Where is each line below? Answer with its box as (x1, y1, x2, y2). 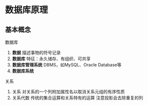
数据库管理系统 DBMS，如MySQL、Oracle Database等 (12, 62, 122, 67)
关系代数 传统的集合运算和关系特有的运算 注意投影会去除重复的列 (12, 95, 143, 101)
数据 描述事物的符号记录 (12, 50, 61, 55)
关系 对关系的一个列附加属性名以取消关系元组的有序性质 (12, 89, 125, 94)
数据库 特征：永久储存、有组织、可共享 (12, 56, 91, 62)
